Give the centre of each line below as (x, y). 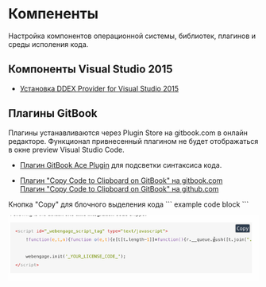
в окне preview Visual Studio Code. (66, 149)
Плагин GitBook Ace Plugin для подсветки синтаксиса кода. (121, 165)
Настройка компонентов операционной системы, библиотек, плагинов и (132, 36)
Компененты (54, 14)
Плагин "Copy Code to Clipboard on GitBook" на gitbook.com (121, 180)
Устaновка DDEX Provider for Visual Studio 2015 (99, 88)
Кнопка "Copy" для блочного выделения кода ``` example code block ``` (129, 204)
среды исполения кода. (48, 44)
